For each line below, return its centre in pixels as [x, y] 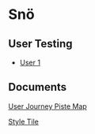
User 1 [30, 62]
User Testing [40, 44]
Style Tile [24, 121]
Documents [38, 87]
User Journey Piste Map [47, 106]
